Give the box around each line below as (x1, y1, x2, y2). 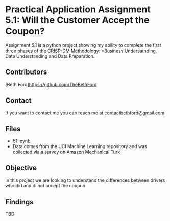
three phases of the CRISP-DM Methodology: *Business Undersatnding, (5, 47, 157, 54)
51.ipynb (12, 138, 31, 144)
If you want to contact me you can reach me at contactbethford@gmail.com (5, 110, 165, 116)
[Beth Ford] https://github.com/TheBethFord (5, 81, 97, 87)
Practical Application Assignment (5, 4, 151, 15)
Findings (5, 198, 34, 206)
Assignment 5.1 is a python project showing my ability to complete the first (5, 42, 162, 48)
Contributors (5, 68, 47, 77)
